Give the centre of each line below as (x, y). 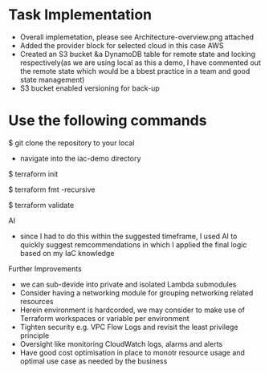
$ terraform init (33, 173)
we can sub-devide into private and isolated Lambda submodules (128, 284)
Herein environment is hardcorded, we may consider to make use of (132, 310)
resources (37, 301)
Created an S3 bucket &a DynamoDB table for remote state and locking (137, 54)
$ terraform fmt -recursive (52, 189)
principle (35, 335)
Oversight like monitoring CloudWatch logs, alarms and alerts (121, 344)
